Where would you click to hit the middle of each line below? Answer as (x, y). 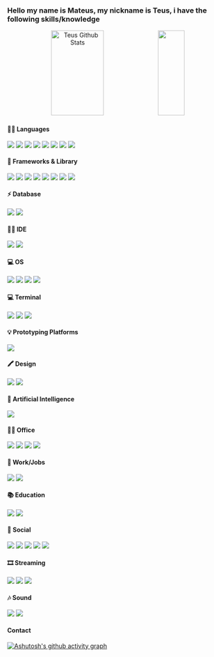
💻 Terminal (24, 297)
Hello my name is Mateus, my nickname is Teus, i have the (107, 10)
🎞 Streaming (26, 562)
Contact (19, 630)
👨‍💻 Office (21, 430)
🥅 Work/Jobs (26, 462)
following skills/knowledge (54, 19)
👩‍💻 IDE (17, 229)
